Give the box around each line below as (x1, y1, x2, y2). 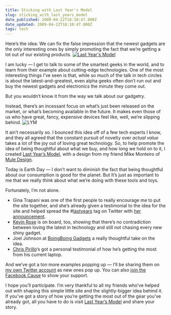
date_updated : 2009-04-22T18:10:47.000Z (5, 22, 93, 27)
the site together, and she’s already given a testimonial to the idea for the (12, 203, 166, 209)
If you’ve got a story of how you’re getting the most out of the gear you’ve (5, 293, 161, 300)
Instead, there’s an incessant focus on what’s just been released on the (5, 103, 155, 109)
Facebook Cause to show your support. (5, 272, 88, 279)
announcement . (12, 214, 46, 220)
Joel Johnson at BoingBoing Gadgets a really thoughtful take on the (12, 235, 155, 241)
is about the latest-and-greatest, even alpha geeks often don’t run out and (5, 78, 161, 84)
